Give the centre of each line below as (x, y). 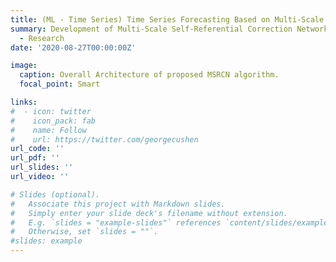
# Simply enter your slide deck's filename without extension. (149, 213)
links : (24, 102)
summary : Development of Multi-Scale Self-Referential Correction (151, 29)
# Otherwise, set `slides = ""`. (84, 232)
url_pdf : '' (35, 158)
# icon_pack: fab (53, 121)
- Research (42, 38)
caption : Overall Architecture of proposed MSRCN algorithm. (149, 75)
